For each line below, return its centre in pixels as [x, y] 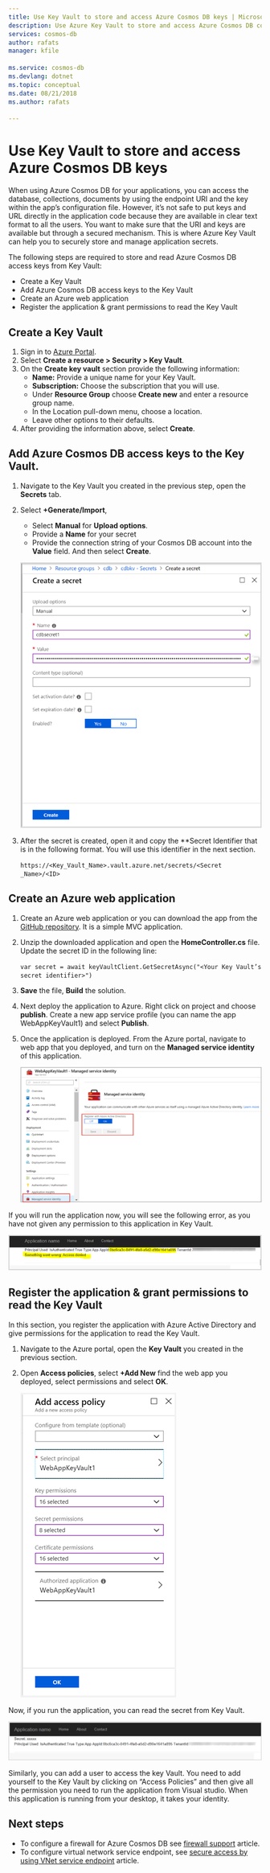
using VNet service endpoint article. [79, 1860]
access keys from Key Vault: [55, 266]
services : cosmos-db [43, 34]
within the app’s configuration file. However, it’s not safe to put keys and [127, 207]
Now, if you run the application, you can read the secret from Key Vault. [127, 1710]
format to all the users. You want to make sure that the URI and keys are [127, 224]
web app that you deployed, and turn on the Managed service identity [137, 1047]
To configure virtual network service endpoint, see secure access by [134, 1852]
